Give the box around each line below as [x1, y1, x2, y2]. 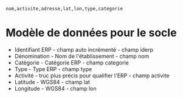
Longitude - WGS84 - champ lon [14, 85, 97, 92]
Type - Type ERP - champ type [14, 65, 92, 72]
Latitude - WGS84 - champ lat [14, 78, 91, 85]
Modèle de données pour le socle [5, 26, 177, 40]
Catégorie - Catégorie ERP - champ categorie [14, 58, 129, 66]
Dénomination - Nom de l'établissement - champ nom [14, 52, 150, 60]
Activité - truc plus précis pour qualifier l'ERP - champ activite [14, 72, 170, 79]
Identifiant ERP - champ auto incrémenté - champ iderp [14, 46, 153, 53]
